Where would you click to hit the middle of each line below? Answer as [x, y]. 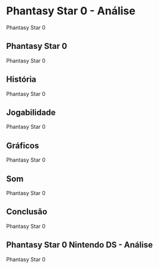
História [22, 80]
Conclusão [27, 212]
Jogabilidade [31, 112]
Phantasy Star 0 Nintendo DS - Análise [79, 245]
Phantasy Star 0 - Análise [71, 11]
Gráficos [23, 145]
